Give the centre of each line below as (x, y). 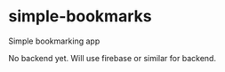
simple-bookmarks (80, 16)
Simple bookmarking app (54, 41)
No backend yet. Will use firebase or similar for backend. (112, 58)
